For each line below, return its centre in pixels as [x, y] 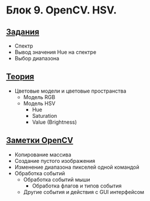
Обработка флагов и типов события [77, 186]
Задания [23, 32]
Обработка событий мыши [57, 179]
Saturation [45, 115]
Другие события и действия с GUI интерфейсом [84, 192]
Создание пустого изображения [55, 161]
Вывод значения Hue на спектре [55, 52]
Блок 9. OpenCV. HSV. [62, 10]
